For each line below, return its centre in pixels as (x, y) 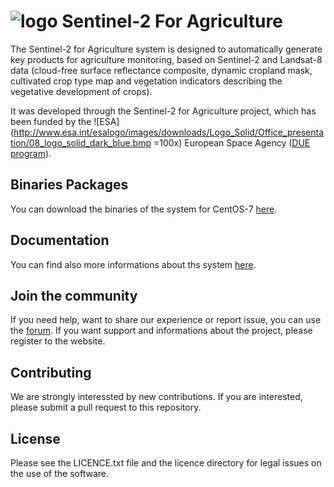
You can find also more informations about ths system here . (133, 264)
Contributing (51, 372)
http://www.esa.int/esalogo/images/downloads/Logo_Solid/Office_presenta (168, 132)
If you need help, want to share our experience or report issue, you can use (166, 320)
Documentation (60, 240)
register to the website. (58, 341)
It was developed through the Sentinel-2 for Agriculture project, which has (163, 111)
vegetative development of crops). (81, 91)
